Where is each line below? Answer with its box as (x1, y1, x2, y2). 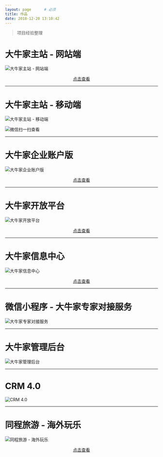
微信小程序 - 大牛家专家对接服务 (5, 301, 132, 313)
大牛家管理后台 (5, 342, 65, 353)
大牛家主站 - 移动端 (5, 99, 81, 110)
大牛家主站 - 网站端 (5, 49, 81, 60)
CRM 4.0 (5, 381, 41, 392)
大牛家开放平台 (5, 201, 65, 211)
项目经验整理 (16, 30, 43, 36)
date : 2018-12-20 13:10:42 (5, 16, 60, 21)
